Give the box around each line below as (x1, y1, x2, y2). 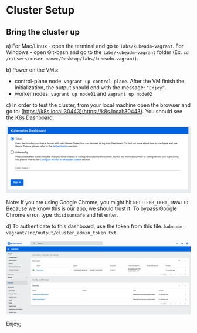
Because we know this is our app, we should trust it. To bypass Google (6, 205, 177, 212)
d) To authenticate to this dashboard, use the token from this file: (6, 223, 163, 230)
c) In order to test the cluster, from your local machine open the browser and (6, 102, 191, 109)
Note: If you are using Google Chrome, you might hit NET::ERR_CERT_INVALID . (6, 199, 190, 206)
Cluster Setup (6, 4, 75, 17)
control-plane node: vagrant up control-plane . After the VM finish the (14, 78, 185, 85)
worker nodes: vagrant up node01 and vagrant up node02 (14, 90, 152, 97)
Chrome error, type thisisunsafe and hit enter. (6, 211, 118, 218)
